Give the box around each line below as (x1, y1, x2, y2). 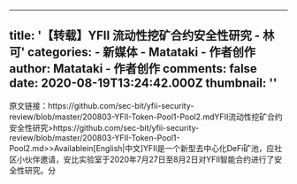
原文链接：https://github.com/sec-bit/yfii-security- (9, 100, 194, 111)
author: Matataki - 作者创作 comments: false (9, 61, 258, 76)
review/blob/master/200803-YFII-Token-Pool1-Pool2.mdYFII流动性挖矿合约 (9, 111, 283, 122)
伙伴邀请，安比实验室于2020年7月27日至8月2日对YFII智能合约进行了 (24, 154, 275, 165)
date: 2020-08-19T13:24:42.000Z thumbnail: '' (9, 76, 278, 91)
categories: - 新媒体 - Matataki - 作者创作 (27, 45, 256, 60)
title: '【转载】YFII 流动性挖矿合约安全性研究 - (9, 28, 261, 43)
